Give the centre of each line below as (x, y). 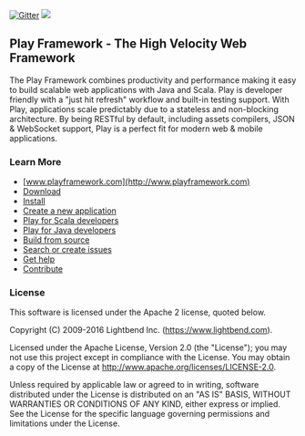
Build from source (56, 240)
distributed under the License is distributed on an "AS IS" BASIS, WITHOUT (150, 394)
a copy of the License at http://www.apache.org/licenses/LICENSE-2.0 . (143, 367)
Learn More (36, 161)
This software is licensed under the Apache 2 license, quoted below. (138, 312)
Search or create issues (67, 250)
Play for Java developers (69, 230)
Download (42, 192)
